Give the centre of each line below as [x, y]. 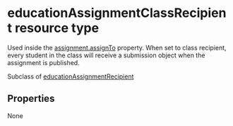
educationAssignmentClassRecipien [117, 13]
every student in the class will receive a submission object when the [106, 55]
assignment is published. [43, 62]
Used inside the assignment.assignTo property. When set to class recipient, [117, 47]
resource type [57, 28]
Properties [31, 99]
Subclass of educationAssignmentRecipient [71, 76]
